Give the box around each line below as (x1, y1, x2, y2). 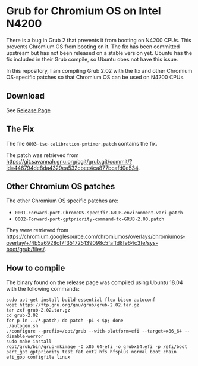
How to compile (6, 263, 65, 273)
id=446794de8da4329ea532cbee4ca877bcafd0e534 (6, 164, 139, 171)
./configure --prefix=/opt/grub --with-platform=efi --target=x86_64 (6, 328, 183, 334)
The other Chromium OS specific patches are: (6, 197, 119, 204)
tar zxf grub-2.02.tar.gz (6, 307, 70, 313)
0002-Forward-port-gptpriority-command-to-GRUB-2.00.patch (14, 216, 165, 222)
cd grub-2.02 (6, 312, 39, 319)
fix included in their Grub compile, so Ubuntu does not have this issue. (6, 56, 178, 63)
